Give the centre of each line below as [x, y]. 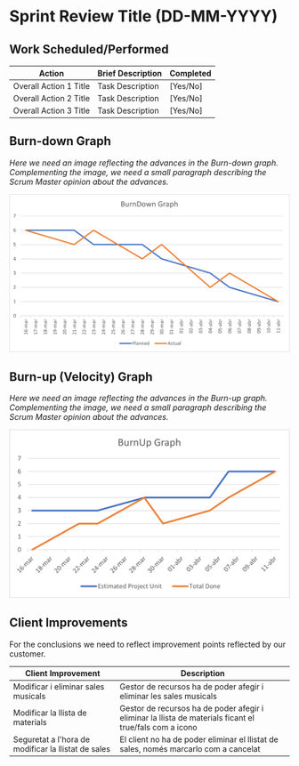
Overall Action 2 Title [52, 98]
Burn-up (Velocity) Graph [81, 377]
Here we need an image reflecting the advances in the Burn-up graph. [138, 399]
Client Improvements [69, 623]
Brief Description [130, 73]
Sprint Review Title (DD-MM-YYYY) [144, 16]
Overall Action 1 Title [52, 85]
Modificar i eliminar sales [59, 686]
